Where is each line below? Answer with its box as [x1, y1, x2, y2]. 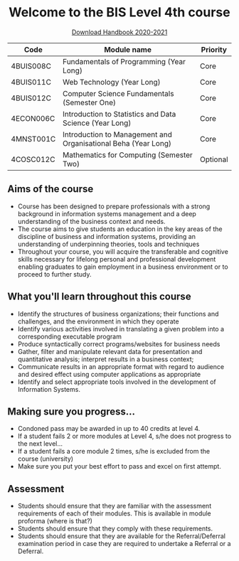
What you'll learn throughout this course [7, 291, 191, 303]
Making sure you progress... [7, 405, 136, 417]
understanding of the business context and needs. [17, 217, 166, 225]
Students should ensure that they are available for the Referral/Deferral [17, 532, 226, 540]
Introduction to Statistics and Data [63, 109, 176, 119]
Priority [201, 44, 228, 54]
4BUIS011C [11, 77, 52, 87]
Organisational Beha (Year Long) [63, 138, 172, 148]
